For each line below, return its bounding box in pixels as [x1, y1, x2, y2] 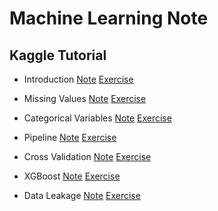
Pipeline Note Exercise [23, 132, 117, 143]
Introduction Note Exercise [23, 73, 134, 85]
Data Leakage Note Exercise [23, 190, 141, 201]
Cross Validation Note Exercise [23, 151, 152, 162]
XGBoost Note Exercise [23, 170, 121, 182]
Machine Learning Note [9, 7, 209, 30]
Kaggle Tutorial [9, 47, 107, 64]
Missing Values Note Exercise [23, 93, 147, 104]
